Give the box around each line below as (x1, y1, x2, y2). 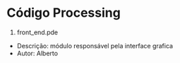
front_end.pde (16, 28, 58, 36)
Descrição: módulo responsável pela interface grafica (16, 41, 174, 50)
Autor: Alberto (16, 49, 58, 57)
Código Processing (6, 5, 121, 21)
